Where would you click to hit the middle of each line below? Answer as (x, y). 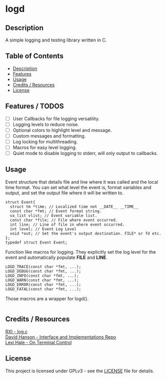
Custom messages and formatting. (49, 136)
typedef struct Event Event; (36, 242)
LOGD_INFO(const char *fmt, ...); (42, 276)
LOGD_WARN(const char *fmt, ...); (42, 280)
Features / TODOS (35, 106)
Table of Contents (35, 56)
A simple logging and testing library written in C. (56, 40)
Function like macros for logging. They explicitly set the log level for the (81, 252)
